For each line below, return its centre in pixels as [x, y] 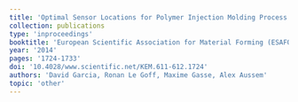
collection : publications [57, 26]
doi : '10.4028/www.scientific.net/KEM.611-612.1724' [109, 67]
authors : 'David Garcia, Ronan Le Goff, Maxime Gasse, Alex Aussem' [138, 75]
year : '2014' [33, 51]
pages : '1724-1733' [45, 59]
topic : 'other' [37, 83]
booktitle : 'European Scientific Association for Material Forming [137, 42]
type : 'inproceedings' [51, 34]
